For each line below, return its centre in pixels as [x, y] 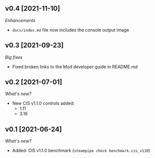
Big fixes [14, 57]
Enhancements [20, 20]
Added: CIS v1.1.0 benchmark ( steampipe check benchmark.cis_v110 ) [81, 151]
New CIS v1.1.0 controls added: [43, 104]
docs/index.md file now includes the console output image [70, 30]
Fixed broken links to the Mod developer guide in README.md [75, 67]
